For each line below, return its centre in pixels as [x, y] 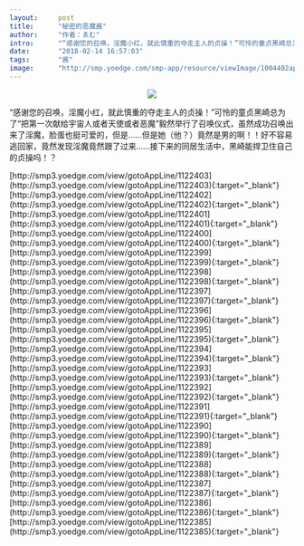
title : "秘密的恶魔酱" [58, 26]
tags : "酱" [42, 60]
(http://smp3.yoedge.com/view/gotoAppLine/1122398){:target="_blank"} [144, 281]
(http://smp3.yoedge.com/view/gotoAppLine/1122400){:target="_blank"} [145, 243]
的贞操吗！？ [33, 157]
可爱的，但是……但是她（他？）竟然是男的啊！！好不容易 [186, 134]
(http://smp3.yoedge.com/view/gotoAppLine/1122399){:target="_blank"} [145, 262]
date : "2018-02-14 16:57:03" [76, 52]
